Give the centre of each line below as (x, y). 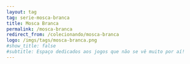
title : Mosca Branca (33, 23)
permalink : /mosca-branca (39, 29)
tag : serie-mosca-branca (38, 18)
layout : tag (21, 12)
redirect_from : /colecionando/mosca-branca (63, 35)
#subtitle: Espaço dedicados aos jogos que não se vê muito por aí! (96, 52)
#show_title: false (31, 46)
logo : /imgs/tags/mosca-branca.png (52, 40)
